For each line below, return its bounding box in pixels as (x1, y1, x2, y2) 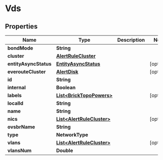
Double (56, 147, 73, 154)
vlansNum (7, 147, 32, 154)
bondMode (7, 45, 33, 51)
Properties (5, 22, 38, 31)
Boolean (56, 84, 76, 91)
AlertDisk (56, 68, 79, 75)
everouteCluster (7, 68, 46, 75)
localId (7, 100, 23, 107)
